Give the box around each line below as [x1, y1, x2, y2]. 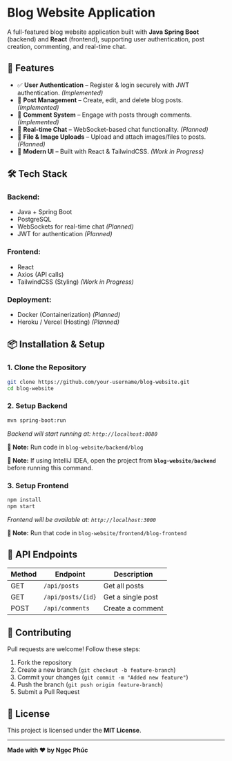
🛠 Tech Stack [7, 168, 68, 180]
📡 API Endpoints [7, 549, 78, 561]
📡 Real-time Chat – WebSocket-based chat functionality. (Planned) [17, 125, 209, 133]
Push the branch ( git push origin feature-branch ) [17, 680, 164, 688]
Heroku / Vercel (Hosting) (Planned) [17, 318, 119, 326]
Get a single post [103, 592, 159, 601]
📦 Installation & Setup [7, 338, 106, 350]
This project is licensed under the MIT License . [7, 726, 142, 735]
